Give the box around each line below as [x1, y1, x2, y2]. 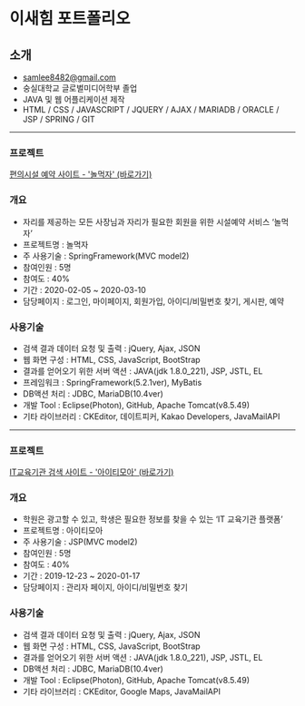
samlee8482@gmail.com [22, 72, 116, 83]
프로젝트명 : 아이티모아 [22, 525, 103, 536]
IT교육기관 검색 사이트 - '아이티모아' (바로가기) [9, 466, 174, 477]
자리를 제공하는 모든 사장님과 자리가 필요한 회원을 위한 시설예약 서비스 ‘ [22, 216, 275, 227]
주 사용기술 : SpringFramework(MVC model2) [22, 250, 190, 261]
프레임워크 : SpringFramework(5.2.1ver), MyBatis [22, 377, 202, 387]
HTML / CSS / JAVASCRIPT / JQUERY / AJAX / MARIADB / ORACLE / [22, 104, 280, 114]
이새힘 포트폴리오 [9, 8, 131, 29]
